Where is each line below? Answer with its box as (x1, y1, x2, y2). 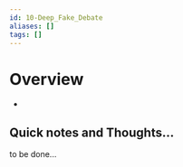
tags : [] (9, 30, 43, 39)
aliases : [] (9, 22, 54, 31)
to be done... (9, 149, 57, 160)
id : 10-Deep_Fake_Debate (9, 13, 103, 23)
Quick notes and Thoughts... (9, 125, 175, 140)
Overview (9, 69, 84, 89)
